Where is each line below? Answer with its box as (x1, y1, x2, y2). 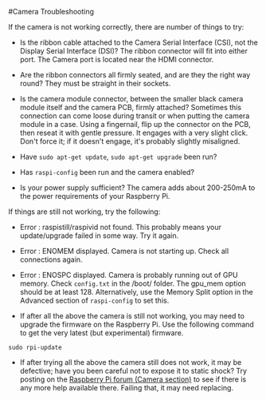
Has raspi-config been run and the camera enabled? (19, 168, 195, 176)
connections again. (19, 255, 83, 264)
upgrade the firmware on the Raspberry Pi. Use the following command (19, 319, 255, 329)
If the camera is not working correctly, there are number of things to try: (8, 22, 244, 31)
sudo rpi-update (8, 343, 62, 351)
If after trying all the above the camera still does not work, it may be (19, 358, 242, 366)
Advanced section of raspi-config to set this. (19, 295, 170, 305)
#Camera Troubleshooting (8, 7, 94, 16)
